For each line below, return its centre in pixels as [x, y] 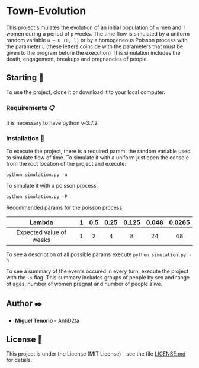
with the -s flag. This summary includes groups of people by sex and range [98, 278]
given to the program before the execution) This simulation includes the [93, 52]
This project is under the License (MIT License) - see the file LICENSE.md [96, 353]
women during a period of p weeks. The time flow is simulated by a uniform [98, 33]
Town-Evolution [46, 11]
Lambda [41, 222]
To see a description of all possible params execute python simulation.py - [99, 254]
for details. [19, 360]
